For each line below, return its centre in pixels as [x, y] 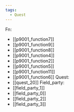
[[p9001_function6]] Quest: [41, 77]
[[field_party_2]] [29, 99]
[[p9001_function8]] [33, 50]
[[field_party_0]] [29, 93]
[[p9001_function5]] [33, 66]
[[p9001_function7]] [33, 39]
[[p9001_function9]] [33, 44]
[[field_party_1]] [29, 88]
